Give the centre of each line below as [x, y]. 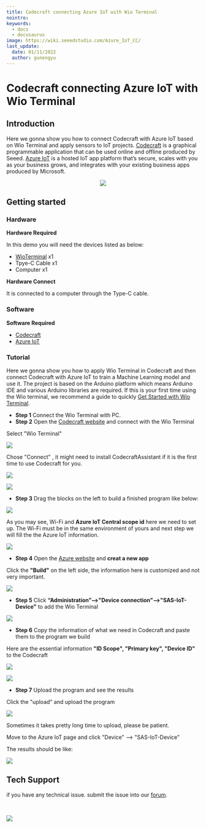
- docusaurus [29, 35]
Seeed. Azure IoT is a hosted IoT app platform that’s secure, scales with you [102, 158]
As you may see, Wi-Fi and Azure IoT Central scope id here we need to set [101, 521]
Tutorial [18, 357]
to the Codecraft [27, 655]
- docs [20, 29]
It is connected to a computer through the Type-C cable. [78, 294]
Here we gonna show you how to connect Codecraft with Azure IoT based [100, 138]
